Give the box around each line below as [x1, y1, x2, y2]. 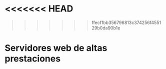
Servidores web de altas [4, 42, 107, 54]
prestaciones [4, 53, 61, 64]
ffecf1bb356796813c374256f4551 [91, 19, 161, 25]
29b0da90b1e [91, 24, 120, 30]
